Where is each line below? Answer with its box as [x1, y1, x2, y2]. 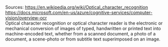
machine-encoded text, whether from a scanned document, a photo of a [5, 31, 156, 36]
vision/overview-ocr [5, 15, 47, 20]
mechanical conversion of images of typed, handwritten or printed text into [5, 25, 161, 31]
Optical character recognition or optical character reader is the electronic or [5, 20, 163, 26]
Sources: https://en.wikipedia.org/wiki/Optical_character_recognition [5, 4, 148, 10]
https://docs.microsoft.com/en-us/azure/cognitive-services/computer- [5, 9, 153, 15]
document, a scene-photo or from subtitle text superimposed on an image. [5, 36, 160, 42]
